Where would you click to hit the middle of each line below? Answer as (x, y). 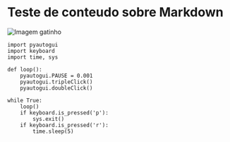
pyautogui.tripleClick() (56, 82)
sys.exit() (49, 119)
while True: (25, 100)
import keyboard (31, 51)
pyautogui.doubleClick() (56, 88)
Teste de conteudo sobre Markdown (115, 12)
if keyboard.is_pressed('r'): (65, 125)
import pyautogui (33, 45)
